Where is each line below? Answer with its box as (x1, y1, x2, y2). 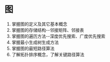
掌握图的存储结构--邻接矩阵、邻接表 (11, 27, 84, 33)
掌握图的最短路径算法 (11, 45, 55, 51)
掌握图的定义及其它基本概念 (11, 21, 68, 27)
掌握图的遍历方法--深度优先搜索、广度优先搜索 (11, 33, 106, 39)
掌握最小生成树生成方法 (11, 39, 59, 45)
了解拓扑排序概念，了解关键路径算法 (11, 51, 85, 57)
